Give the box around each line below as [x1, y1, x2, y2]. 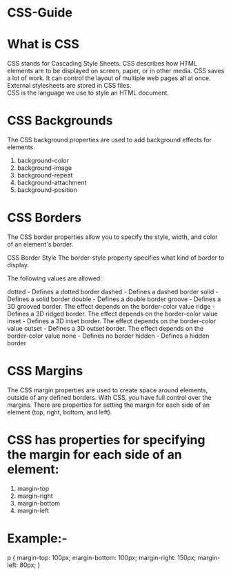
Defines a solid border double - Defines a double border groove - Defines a [7, 295, 221, 303]
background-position [17, 186, 77, 194]
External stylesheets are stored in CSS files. [7, 81, 132, 90]
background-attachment [17, 178, 87, 187]
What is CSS [7, 37, 79, 52]
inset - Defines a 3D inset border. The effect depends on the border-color [7, 317, 217, 325]
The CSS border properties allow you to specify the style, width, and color [7, 233, 219, 241]
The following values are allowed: [7, 274, 102, 282]
